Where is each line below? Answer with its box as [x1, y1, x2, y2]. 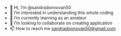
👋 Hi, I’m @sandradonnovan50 [9, 5, 72, 10]
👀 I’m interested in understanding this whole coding [9, 10, 114, 16]
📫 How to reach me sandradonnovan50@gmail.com [9, 26, 116, 31]
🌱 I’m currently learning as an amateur [9, 15, 87, 20]
